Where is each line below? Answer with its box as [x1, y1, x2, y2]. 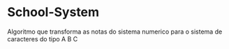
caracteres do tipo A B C [7, 34, 78, 43]
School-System [7, 4, 100, 20]
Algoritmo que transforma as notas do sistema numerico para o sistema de [7, 27, 223, 36]
